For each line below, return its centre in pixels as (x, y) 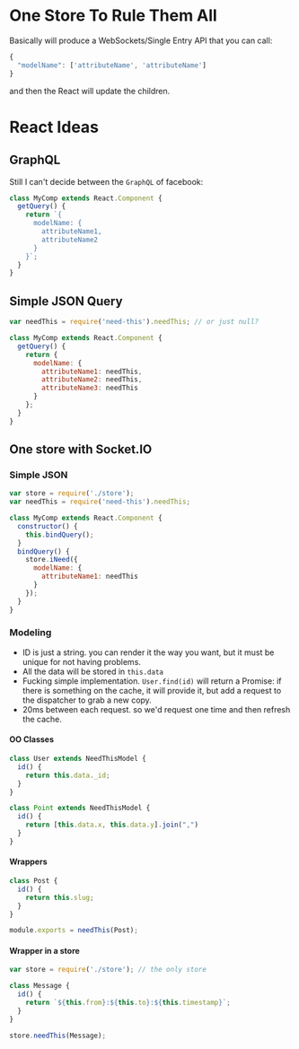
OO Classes (32, 739)
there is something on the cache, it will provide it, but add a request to (152, 690)
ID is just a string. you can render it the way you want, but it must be (148, 652)
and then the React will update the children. (90, 91)
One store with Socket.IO (81, 450)
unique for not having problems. (82, 661)
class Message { (40, 986)
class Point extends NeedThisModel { (80, 809)
